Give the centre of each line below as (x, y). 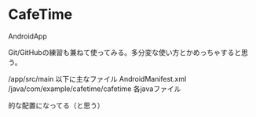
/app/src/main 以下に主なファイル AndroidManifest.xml (97, 79)
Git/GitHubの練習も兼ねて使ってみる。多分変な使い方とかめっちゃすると (125, 52)
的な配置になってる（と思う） (56, 105)
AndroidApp (27, 36)
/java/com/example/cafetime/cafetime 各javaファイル (95, 89)
